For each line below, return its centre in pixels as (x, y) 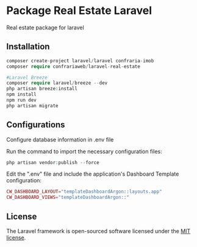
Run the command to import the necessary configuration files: (84, 151)
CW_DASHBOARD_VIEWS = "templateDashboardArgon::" (68, 198)
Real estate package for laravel (45, 27)
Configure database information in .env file (60, 139)
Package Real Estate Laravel (79, 11)
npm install (21, 95)
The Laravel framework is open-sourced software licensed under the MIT (99, 231)
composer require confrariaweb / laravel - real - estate (73, 66)
